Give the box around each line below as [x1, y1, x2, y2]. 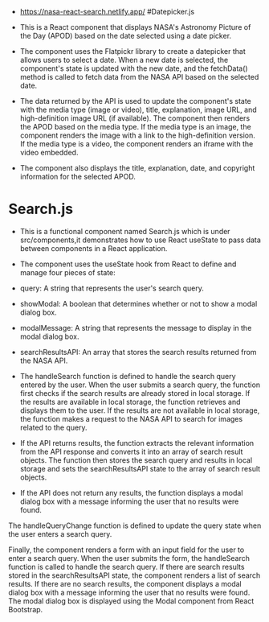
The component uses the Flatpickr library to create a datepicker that [19, 47, 247, 56]
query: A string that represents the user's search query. [19, 283, 205, 293]
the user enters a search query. [8, 529, 112, 538]
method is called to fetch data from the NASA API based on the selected [19, 72, 259, 81]
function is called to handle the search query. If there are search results [8, 562, 245, 571]
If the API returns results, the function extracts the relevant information [19, 438, 255, 447]
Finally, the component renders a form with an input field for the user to [8, 545, 245, 554]
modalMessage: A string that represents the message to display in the [19, 323, 252, 332]
